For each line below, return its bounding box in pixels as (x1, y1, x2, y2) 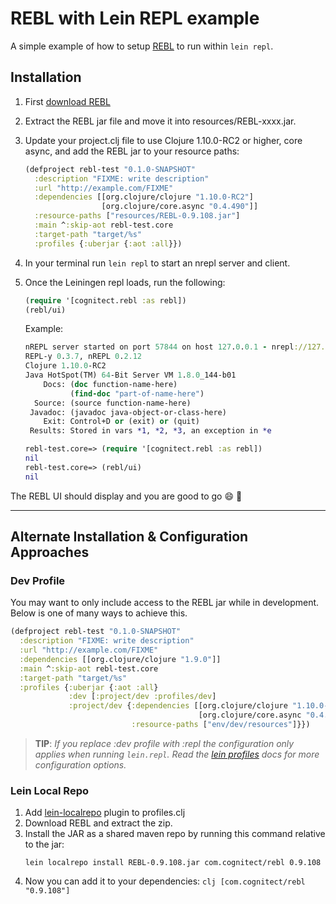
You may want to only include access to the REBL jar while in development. (10, 597, 320, 609)
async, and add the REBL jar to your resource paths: (24, 145, 240, 157)
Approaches (10, 544, 90, 561)
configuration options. (34, 758, 127, 771)
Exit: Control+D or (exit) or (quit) (43, 417, 201, 427)
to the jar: (24, 838, 65, 851)
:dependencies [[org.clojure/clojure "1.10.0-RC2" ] (34, 192, 254, 202)
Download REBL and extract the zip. (24, 817, 173, 829)
